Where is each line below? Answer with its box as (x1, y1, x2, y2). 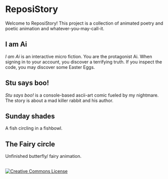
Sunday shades (5, 112, 55, 120)
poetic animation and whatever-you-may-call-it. (5, 25, 104, 31)
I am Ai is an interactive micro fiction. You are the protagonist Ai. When (5, 53, 152, 59)
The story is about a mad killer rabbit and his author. (5, 97, 114, 104)
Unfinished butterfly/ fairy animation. (5, 153, 82, 159)
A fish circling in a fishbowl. (5, 125, 63, 131)
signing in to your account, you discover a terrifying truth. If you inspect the (5, 59, 162, 65)
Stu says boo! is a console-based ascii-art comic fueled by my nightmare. (5, 92, 159, 98)
